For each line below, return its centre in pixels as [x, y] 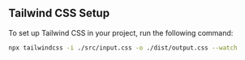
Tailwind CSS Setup [59, 13]
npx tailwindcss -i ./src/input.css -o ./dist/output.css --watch [123, 48]
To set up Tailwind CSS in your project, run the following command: [121, 32]
